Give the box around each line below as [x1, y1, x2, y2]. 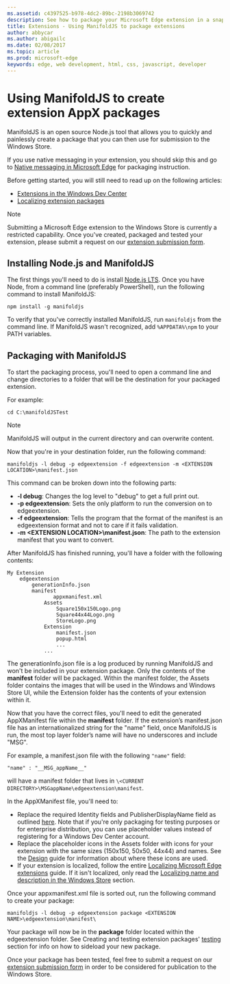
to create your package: [7, 896, 75, 905]
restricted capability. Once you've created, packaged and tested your [7, 230, 203, 238]
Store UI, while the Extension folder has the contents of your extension [7, 689, 207, 697]
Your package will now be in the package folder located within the [7, 928, 194, 936]
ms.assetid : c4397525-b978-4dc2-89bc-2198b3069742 [7, 10, 155, 17]
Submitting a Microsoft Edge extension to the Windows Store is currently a [7, 223, 218, 231]
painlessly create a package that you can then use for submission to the [7, 135, 210, 143]
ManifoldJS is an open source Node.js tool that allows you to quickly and [7, 127, 212, 136]
